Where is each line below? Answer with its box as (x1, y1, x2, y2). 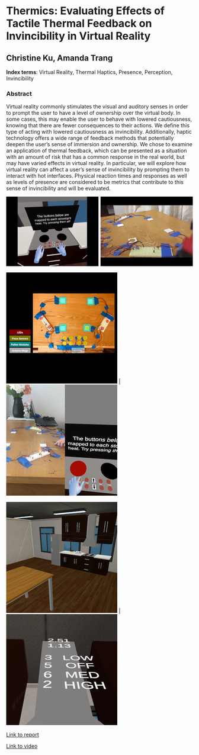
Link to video (6, 742, 38, 750)
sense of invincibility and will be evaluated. (6, 185, 111, 192)
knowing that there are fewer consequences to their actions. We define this (6, 122, 190, 129)
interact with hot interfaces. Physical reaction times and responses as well (6, 172, 188, 179)
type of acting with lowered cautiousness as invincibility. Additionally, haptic (6, 128, 192, 136)
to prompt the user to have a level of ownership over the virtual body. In (6, 110, 181, 117)
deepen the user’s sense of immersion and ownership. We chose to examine (6, 141, 192, 148)
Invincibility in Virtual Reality (6, 30, 151, 43)
